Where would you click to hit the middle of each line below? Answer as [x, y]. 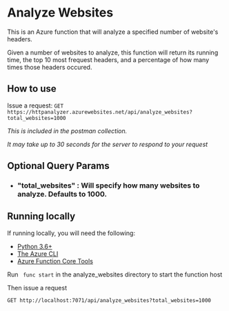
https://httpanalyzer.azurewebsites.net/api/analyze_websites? [100, 112]
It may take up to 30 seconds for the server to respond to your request [108, 144]
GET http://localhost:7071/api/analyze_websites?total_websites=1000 [109, 300]
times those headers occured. [50, 67]
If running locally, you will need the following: [71, 233]
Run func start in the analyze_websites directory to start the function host [115, 274]
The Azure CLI [38, 254]
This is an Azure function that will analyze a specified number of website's [113, 32]
